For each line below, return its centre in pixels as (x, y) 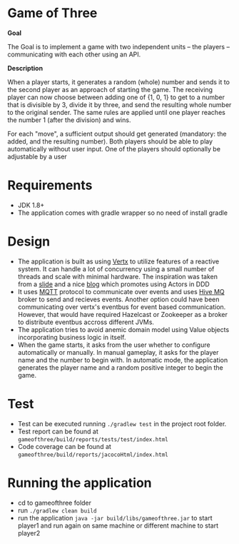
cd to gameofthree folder (54, 503)
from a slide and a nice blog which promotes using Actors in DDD (114, 284)
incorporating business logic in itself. (72, 337)
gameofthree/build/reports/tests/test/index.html (93, 439)
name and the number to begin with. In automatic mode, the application (123, 360)
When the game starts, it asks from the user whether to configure (114, 345)
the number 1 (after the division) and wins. (69, 120)
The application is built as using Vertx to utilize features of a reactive (118, 261)
